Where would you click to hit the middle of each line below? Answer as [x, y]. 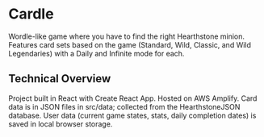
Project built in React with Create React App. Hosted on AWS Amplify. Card [133, 98]
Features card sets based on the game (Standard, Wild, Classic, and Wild [130, 44]
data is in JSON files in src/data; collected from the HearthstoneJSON [124, 106]
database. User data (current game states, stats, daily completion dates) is [132, 115]
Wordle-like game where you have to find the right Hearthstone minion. [126, 36]
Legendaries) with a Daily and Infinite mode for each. [96, 53]
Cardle [31, 14]
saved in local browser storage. [61, 124]
